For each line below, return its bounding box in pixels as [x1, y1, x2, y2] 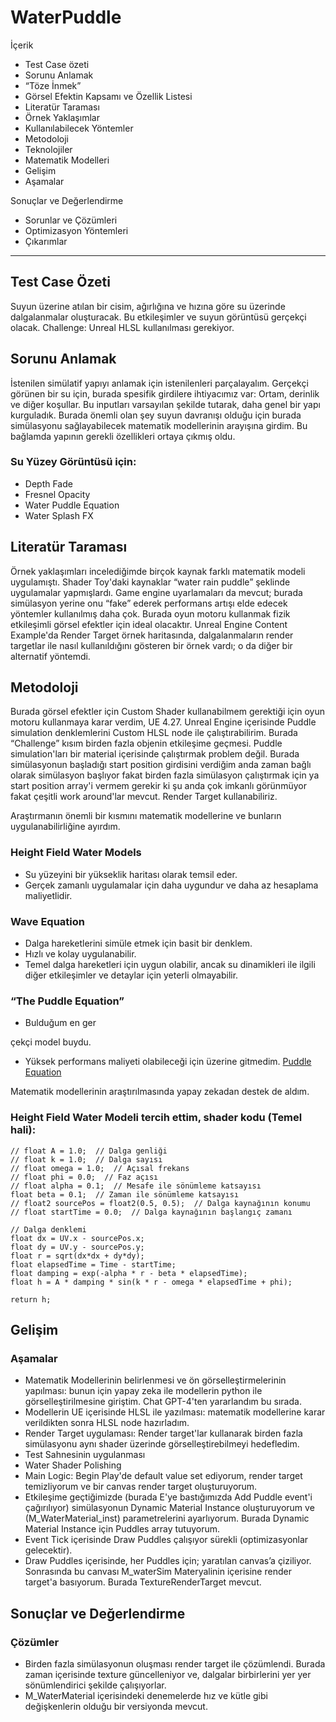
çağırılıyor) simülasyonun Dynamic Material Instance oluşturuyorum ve [24, 1502, 315, 1514]
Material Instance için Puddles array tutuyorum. [24, 1523, 221, 1535]
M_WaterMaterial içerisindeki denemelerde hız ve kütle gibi [24, 1690, 268, 1702]
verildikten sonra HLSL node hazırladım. [24, 1417, 190, 1429]
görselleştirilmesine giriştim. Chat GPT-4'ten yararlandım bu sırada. [24, 1396, 302, 1408]
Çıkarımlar [24, 235, 68, 247]
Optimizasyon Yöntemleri [24, 224, 129, 236]
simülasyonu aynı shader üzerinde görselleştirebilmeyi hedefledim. [24, 1438, 300, 1450]
